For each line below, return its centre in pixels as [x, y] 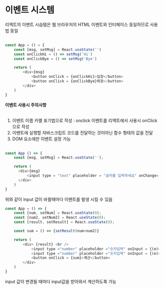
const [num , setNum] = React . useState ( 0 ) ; [58, 213]
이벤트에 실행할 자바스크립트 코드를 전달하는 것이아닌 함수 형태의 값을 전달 [82, 133]
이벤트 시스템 [30, 10]
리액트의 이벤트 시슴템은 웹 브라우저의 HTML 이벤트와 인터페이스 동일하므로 [77, 24]
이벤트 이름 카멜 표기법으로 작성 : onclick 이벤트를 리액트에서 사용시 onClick [85, 120]
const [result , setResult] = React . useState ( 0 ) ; [64, 222]
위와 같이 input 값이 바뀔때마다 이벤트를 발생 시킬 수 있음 [59, 199]
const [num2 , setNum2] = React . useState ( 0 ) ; [60, 218]
